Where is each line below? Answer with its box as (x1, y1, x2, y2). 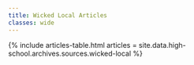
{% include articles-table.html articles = (8, 40, 137, 49)
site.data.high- (138, 40, 187, 49)
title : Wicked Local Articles (8, 11, 108, 20)
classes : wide (8, 19, 55, 27)
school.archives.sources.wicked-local (8, 49, 132, 58)
